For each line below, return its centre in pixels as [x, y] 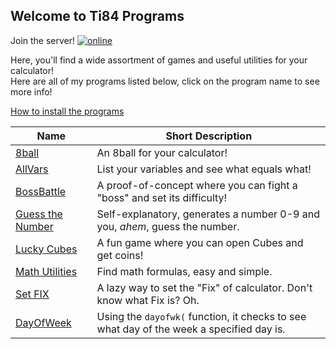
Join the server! [43, 40]
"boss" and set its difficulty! [162, 197]
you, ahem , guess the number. [168, 226]
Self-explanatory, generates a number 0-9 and [208, 214]
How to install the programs [67, 111]
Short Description [209, 136]
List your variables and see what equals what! [204, 169]
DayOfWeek [43, 322]
